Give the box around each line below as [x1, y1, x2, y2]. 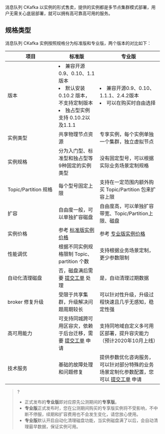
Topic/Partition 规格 [7, 186, 53, 193]
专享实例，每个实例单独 [99, 131, 154, 138]
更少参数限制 [99, 254, 129, 261]
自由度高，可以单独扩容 [99, 203, 154, 209]
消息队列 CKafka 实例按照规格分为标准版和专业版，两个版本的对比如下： [5, 40, 152, 46]
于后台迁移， [58, 330, 88, 337]
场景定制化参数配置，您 [99, 368, 154, 375]
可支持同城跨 [58, 315, 88, 322]
